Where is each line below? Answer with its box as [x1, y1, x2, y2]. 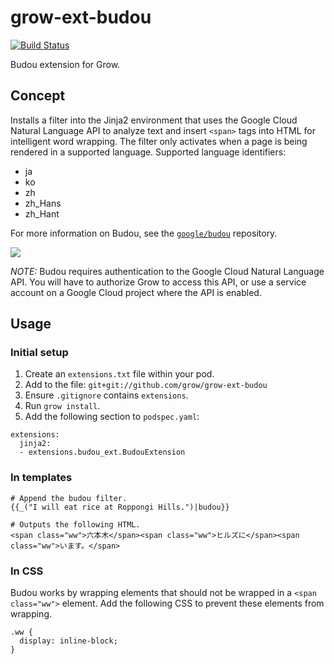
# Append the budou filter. [10, 493, 128, 503]
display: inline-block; [19, 636, 118, 646]
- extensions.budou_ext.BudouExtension [19, 447, 186, 458]
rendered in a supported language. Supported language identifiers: [10, 146, 287, 158]
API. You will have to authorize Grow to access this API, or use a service [10, 276, 307, 288]
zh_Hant [24, 207, 60, 220]
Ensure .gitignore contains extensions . [24, 389, 189, 401]
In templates [10, 471, 73, 485]
